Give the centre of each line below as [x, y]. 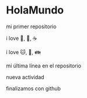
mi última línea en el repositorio [44, 66]
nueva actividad [25, 77]
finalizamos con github [34, 88]
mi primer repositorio [31, 26]
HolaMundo [35, 10]
